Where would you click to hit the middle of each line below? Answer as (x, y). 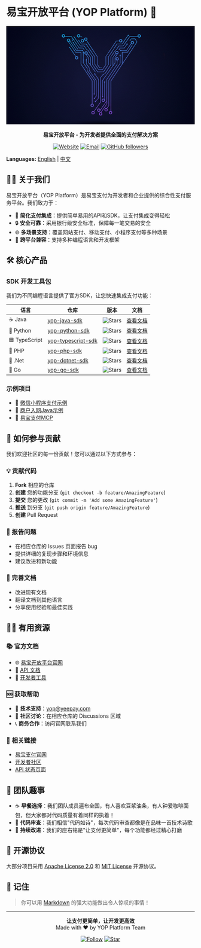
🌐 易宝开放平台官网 (39, 662)
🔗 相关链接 (22, 740)
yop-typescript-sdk (72, 341)
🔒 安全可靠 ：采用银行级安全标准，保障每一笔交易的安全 (83, 222)
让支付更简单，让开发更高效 (100, 920)
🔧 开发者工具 (31, 677)
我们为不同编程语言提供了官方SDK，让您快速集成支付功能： (80, 295)
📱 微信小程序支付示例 (41, 403)
